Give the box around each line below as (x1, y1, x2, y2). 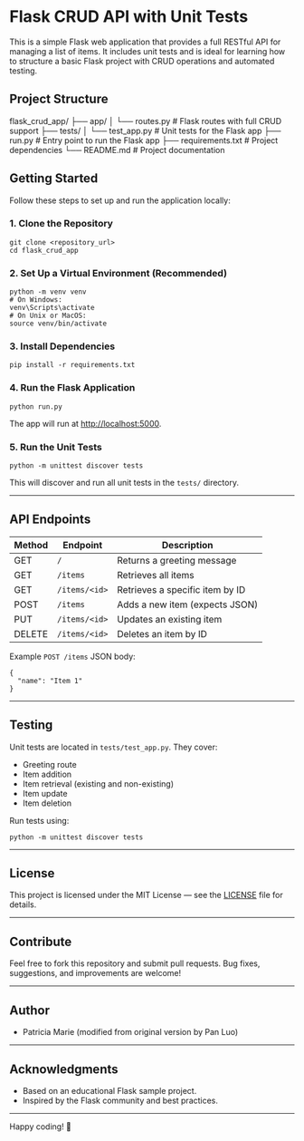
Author (9, 1002, 50, 1018)
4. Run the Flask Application (9, 382, 136, 394)
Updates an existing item (117, 613, 223, 625)
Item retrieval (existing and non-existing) (22, 778, 175, 789)
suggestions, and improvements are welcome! (9, 968, 182, 979)
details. (9, 899, 37, 910)
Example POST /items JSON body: (9, 651, 136, 662)
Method (14, 538, 49, 551)
